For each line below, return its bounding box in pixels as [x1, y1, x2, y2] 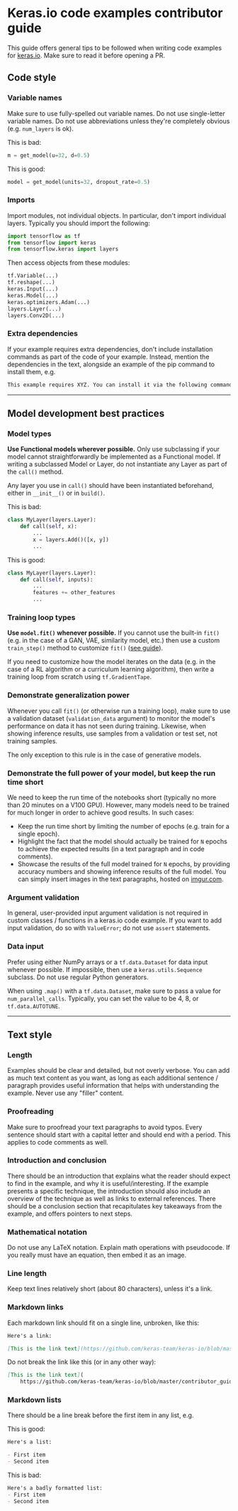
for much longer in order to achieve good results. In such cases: [7, 808, 194, 817]
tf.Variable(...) [7, 272, 59, 280]
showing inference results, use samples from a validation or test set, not [7, 729, 218, 738]
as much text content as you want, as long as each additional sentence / [7, 1074, 218, 1082]
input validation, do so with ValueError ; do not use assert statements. [7, 924, 211, 932]
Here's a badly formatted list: [7, 1485, 103, 1492]
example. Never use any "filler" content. [7, 1089, 124, 1098]
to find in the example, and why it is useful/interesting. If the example [7, 1179, 209, 1187]
